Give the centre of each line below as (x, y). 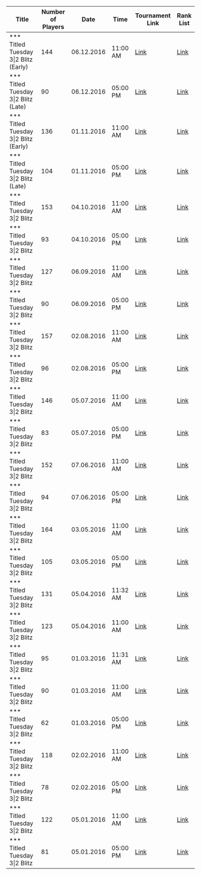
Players (53, 27)
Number (54, 12)
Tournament (153, 16)
